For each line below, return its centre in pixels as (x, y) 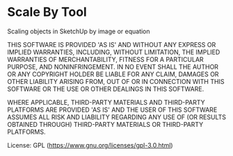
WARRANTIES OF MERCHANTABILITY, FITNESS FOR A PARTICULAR (105, 59)
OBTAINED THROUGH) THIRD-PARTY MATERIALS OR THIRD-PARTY (105, 124)
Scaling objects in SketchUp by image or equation (79, 31)
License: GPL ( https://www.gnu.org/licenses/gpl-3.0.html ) (90, 145)
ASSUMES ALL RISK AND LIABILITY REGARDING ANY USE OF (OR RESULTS (116, 117)
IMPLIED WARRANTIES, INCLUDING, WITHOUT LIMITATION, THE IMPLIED (114, 52)
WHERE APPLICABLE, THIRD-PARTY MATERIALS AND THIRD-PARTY (106, 102)
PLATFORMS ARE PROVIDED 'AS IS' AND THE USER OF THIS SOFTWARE (112, 110)
